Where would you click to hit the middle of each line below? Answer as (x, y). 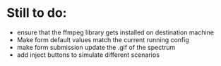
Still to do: (37, 13)
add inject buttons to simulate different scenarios (88, 55)
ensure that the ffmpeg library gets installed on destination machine (115, 32)
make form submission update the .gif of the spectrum (96, 47)
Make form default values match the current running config (103, 39)
